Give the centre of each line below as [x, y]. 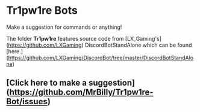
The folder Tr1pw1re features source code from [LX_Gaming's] [84, 38]
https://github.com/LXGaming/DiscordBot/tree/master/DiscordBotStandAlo [101, 57]
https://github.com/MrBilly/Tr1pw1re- [81, 93]
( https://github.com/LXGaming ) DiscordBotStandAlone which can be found [99, 45]
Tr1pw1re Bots [42, 10]
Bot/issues [27, 102]
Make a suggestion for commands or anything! [64, 27]
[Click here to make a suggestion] [71, 83]
